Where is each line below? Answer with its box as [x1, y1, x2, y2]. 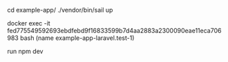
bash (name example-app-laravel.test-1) [19, 34, 135, 42]
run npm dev [7, 48, 44, 55]
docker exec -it [7, 19, 50, 27]
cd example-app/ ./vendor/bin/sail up [7, 6, 113, 14]
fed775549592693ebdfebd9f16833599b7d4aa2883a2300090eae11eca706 [7, 27, 222, 34]
